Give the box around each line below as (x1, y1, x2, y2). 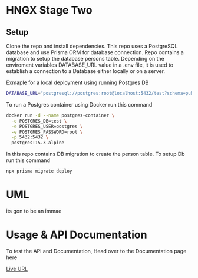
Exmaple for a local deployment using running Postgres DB (6, 79, 149, 86)
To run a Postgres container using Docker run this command (6, 101, 153, 108)
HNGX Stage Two (6, 4, 93, 17)
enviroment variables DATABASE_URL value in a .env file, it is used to (6, 61, 174, 68)
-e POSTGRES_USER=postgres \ (11, 123, 83, 130)
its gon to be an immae (6, 207, 62, 214)
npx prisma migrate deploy (6, 168, 72, 174)
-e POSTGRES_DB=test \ (11, 118, 67, 124)
